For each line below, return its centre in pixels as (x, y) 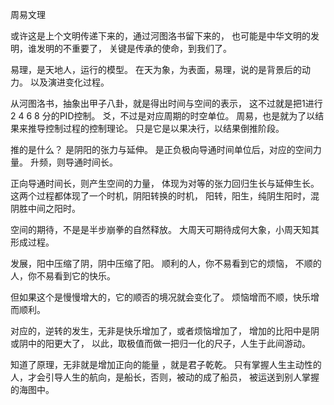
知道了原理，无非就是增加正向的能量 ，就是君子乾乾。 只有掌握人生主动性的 (166, 364)
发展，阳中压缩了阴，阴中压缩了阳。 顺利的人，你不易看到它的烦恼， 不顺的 (166, 263)
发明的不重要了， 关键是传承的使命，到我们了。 (134, 48)
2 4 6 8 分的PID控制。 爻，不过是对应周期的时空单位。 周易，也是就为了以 (163, 116)
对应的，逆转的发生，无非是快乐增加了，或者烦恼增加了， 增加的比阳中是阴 (165, 331)
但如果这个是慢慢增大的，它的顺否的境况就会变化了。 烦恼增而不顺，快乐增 (165, 297)
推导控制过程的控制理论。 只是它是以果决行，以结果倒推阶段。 (156, 128)
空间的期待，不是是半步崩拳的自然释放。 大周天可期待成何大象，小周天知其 (165, 229)
